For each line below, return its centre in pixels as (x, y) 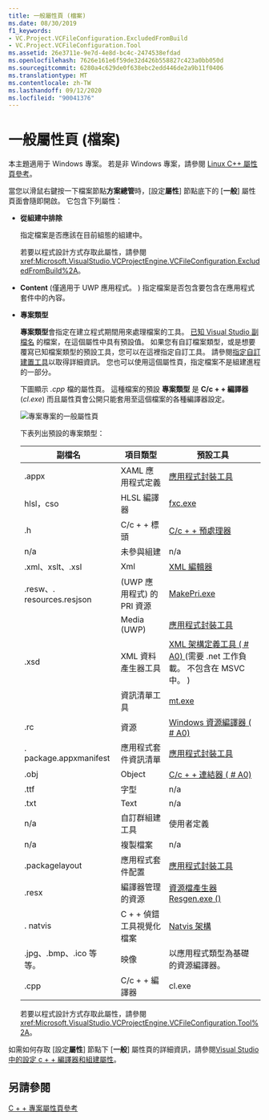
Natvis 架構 (190, 927)
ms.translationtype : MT (48, 75)
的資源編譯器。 (197, 966)
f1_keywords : (30, 31)
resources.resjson (58, 600)
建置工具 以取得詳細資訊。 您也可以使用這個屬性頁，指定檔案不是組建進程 (140, 362)
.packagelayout (53, 865)
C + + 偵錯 (140, 914)
